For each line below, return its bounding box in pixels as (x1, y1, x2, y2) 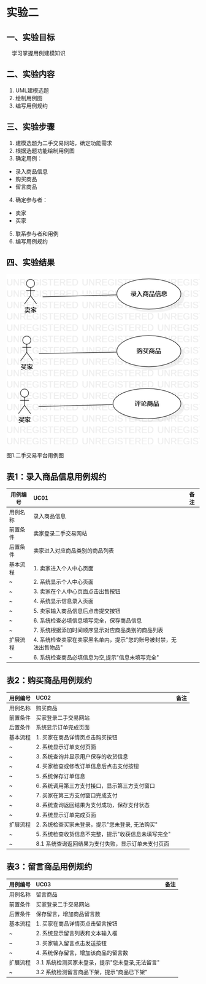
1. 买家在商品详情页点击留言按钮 (36, 920, 118, 927)
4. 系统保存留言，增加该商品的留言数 (36, 949, 129, 956)
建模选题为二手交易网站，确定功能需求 (15, 139, 112, 146)
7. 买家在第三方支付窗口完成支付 (36, 792, 118, 799)
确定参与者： (15, 196, 48, 203)
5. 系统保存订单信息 (36, 772, 86, 779)
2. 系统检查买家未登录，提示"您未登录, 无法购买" (36, 821, 158, 828)
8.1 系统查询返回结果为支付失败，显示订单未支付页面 (36, 840, 170, 848)
